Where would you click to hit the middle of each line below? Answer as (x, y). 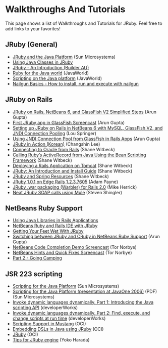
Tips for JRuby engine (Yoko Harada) (51, 340)
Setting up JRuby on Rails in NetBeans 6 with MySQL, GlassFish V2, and (88, 128)
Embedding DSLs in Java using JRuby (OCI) (58, 329)
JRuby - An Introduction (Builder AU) (51, 67)
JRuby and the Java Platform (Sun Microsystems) (64, 57)
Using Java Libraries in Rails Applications (55, 221)
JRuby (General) (32, 45)
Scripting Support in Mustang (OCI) (49, 324)
